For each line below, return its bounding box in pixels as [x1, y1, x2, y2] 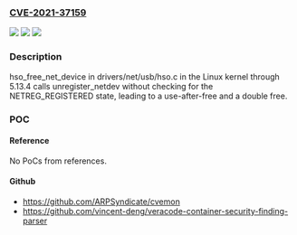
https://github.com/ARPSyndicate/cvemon [22, 196, 181, 207]
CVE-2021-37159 [9, 6, 87, 19]
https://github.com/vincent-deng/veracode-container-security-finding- [22, 205, 289, 216]
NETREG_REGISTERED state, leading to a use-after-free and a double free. [9, 90, 288, 101]
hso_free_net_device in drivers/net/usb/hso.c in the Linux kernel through [9, 70, 281, 82]
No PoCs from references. [9, 155, 107, 166]
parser [22, 215, 48, 226]
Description [9, 51, 62, 63]
